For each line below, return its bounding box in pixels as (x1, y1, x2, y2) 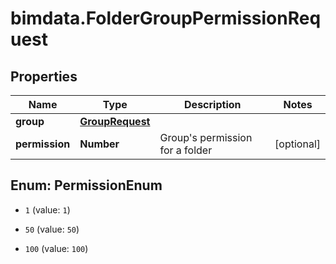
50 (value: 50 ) (24, 223, 80, 235)
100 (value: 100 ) (24, 242, 89, 254)
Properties (10, 68, 78, 85)
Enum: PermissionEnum (10, 177, 163, 194)
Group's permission (159, 131, 253, 144)
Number (79, 137, 120, 151)
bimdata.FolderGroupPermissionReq (10, 7, 322, 30)
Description (184, 98, 242, 111)
